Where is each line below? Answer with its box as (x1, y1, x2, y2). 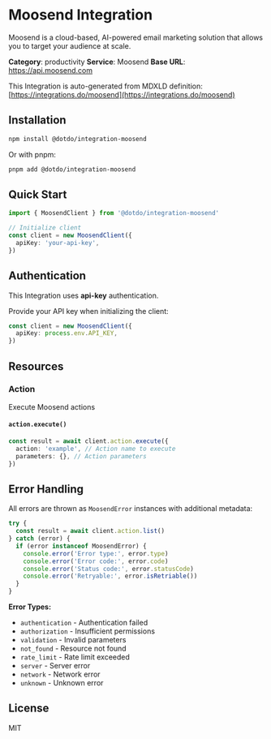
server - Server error (19, 661, 91, 671)
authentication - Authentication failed (19, 618, 148, 628)
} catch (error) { (8, 535, 71, 543)
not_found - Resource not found (19, 643, 127, 654)
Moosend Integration (8, 6, 153, 24)
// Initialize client (8, 224, 82, 232)
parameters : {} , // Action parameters (15, 452, 148, 460)
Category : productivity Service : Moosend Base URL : (8, 57, 186, 67)
